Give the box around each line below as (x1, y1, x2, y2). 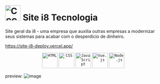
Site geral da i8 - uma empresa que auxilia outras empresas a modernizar (5, 28, 155, 34)
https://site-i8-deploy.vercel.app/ (5, 43, 73, 49)
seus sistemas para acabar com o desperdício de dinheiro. (5, 33, 125, 39)
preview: (5, 73, 23, 79)
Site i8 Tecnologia (22, 12, 98, 23)
